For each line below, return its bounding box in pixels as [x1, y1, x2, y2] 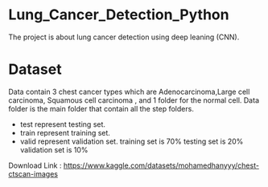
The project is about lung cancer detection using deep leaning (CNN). [8, 32, 240, 42]
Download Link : [8, 161, 62, 170]
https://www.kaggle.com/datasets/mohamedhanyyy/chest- [63, 161, 260, 170]
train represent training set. [19, 128, 111, 137]
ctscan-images [8, 169, 59, 178]
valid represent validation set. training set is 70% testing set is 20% [19, 136, 244, 146]
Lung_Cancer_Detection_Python [8, 6, 229, 24]
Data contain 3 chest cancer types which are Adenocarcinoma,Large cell [8, 87, 250, 96]
